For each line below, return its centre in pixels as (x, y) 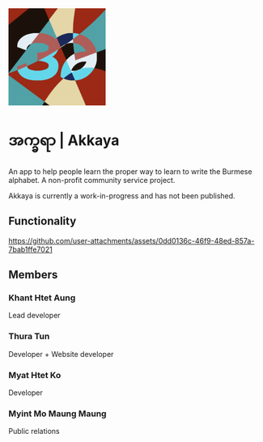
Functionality (42, 221)
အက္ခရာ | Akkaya (64, 140)
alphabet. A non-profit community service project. (92, 180)
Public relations (34, 431)
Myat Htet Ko (35, 375)
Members (33, 275)
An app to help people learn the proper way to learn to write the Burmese (130, 171)
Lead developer (34, 316)
